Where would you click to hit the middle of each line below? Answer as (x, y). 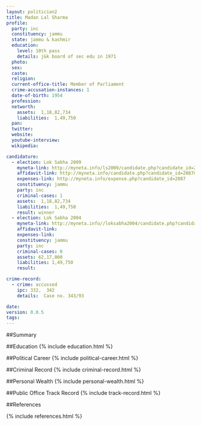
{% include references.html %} (44, 416)
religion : (24, 79)
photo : (20, 62)
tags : (13, 318)
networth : (24, 107)
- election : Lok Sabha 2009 (47, 162)
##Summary (22, 335)
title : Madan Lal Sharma (37, 17)
